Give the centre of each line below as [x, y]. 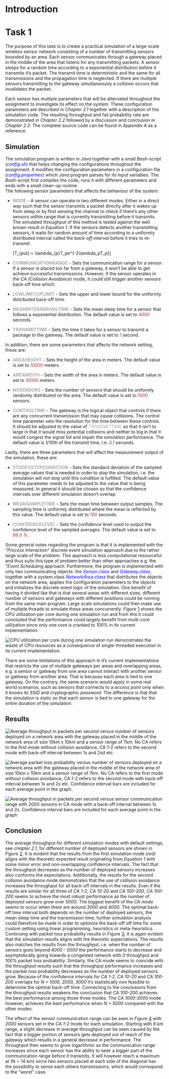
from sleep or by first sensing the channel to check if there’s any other [85, 211]
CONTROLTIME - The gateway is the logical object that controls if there [87, 410]
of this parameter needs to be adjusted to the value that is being [79, 483]
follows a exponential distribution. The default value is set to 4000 [81, 314]
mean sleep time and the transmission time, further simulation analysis [78, 917]
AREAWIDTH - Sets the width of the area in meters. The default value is [87, 375]
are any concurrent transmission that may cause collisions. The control [86, 416]
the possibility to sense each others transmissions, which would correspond [84, 1066]
